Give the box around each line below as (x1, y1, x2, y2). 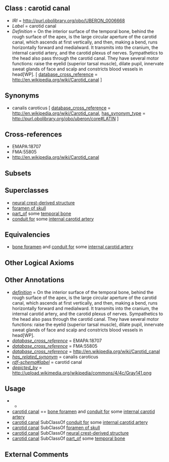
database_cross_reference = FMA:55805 (12, 343, 98, 349)
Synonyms (5, 91, 39, 100)
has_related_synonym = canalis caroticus (12, 354, 99, 360)
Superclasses (5, 186, 49, 195)
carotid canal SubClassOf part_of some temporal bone (12, 435, 126, 442)
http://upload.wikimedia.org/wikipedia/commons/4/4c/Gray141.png (12, 369, 152, 376)
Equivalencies (5, 230, 50, 239)
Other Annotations (5, 276, 65, 284)
